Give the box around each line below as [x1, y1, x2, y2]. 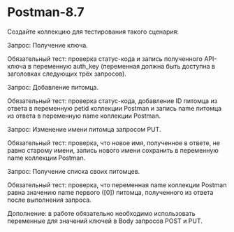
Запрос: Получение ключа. [7, 41, 89, 49]
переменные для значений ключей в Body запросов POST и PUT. [7, 217, 203, 225]
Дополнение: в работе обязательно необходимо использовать [7, 209, 196, 217]
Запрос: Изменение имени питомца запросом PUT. [7, 125, 161, 133]
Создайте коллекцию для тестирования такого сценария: [7, 27, 180, 36]
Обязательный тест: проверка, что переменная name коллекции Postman [7, 180, 227, 189]
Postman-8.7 [7, 4, 85, 20]
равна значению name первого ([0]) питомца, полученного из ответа [7, 188, 214, 196]
